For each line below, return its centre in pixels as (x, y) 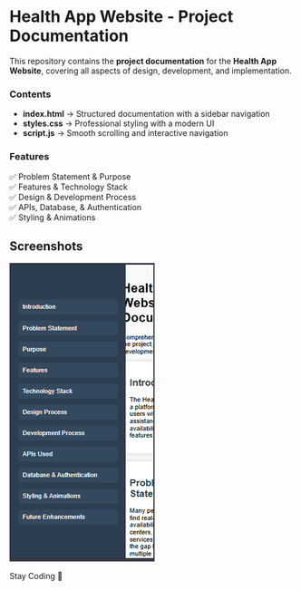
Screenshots (46, 246)
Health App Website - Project (121, 17)
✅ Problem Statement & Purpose (70, 176)
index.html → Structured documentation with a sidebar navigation (146, 114)
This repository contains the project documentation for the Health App (143, 61)
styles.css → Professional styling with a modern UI (118, 123)
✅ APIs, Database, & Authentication (76, 207)
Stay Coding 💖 (36, 576)
